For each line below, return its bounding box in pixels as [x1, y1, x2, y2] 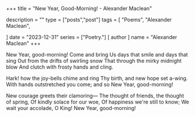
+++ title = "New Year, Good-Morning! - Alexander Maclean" [6, 5, 152, 12]
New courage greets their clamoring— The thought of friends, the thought [6, 93, 184, 99]
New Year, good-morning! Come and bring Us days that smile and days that [6, 51, 188, 58]
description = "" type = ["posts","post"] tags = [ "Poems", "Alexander [6, 16, 172, 23]
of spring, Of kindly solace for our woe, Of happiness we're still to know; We [6, 98, 190, 105]
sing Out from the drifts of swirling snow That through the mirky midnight [6, 58, 182, 64]
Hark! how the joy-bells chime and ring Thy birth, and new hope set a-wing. [6, 75, 188, 81]
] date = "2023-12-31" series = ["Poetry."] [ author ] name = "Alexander [6, 34, 177, 40]
